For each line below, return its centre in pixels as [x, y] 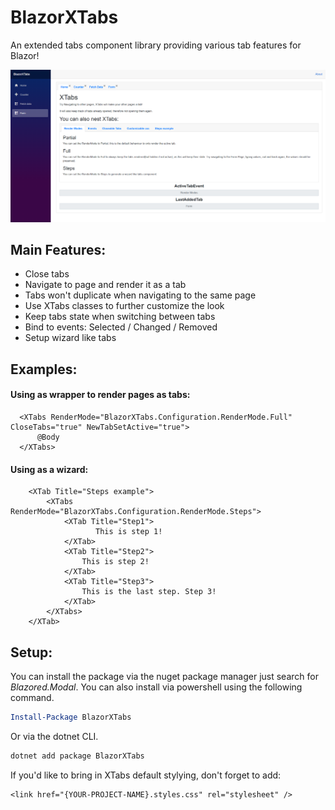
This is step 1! [129, 532]
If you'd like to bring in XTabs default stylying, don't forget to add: [146, 775]
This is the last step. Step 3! [149, 592]
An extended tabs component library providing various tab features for [156, 45]
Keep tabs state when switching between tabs [120, 317]
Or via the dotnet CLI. [54, 736]
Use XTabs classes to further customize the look [124, 306]
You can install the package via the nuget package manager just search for [164, 676]
